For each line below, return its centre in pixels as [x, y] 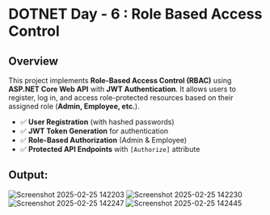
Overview [34, 61]
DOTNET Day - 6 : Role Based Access [135, 14]
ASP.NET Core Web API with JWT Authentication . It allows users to [122, 89]
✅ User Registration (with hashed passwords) [97, 122]
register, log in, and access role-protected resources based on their [121, 97]
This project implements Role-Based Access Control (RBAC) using [120, 80]
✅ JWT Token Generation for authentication [94, 131]
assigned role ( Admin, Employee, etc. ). [74, 106]
